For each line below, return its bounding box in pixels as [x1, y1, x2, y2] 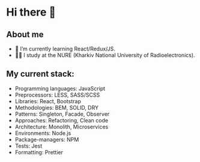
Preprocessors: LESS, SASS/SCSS [14, 91, 100, 98]
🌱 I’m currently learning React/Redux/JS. [14, 45, 116, 52]
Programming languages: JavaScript [14, 85, 106, 92]
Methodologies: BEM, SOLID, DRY [14, 104, 99, 111]
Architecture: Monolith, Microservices [14, 123, 109, 130]
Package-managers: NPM [14, 136, 79, 143]
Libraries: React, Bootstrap [14, 97, 81, 104]
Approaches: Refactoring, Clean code [14, 116, 109, 124]
